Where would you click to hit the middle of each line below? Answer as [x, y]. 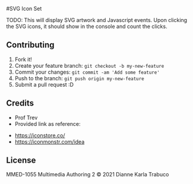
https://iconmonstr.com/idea [50, 141]
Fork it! [23, 59]
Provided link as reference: [48, 123]
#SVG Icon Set [24, 9]
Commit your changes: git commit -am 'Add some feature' [87, 72]
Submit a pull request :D [44, 84]
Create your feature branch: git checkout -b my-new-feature [89, 65]
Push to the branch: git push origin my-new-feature [79, 78]
